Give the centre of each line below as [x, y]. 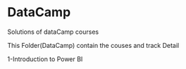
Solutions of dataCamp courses [53, 32]
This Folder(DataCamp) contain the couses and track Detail [93, 45]
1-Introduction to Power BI [45, 59]
